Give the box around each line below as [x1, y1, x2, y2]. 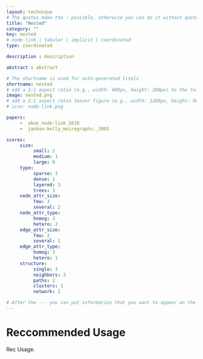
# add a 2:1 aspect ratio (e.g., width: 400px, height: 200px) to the [6, 87, 188, 93]
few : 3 [33, 199, 50, 205]
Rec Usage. [6, 346, 35, 353]
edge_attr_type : [19, 243, 61, 250]
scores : [6, 137, 26, 143]
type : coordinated [6, 43, 53, 49]
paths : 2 [33, 277, 56, 283]
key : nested [6, 31, 36, 38]
